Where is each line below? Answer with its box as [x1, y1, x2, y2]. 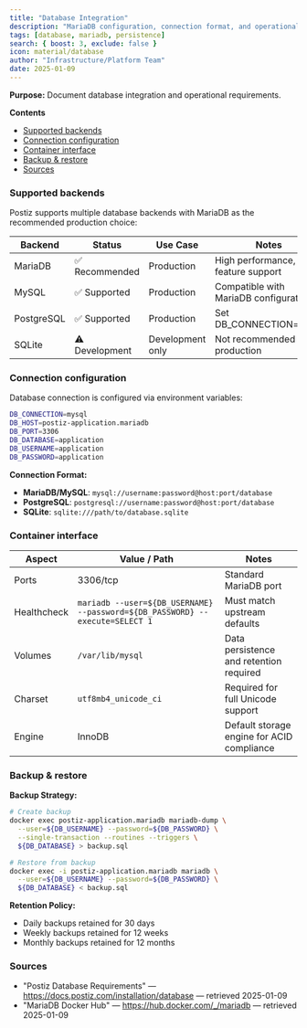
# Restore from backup [9, 858, 96, 867]
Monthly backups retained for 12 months [22, 938, 175, 949]
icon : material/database [9, 48, 104, 57]
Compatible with [214, 281, 285, 293]
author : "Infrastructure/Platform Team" [9, 56, 166, 65]
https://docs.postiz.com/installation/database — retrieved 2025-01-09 [22, 991, 288, 1002]
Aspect [25, 553, 58, 566]
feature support [214, 266, 282, 279]
